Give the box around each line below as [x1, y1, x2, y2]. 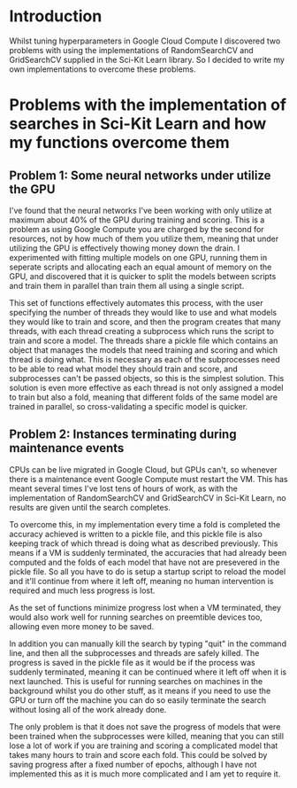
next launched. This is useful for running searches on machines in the [9, 675, 263, 686]
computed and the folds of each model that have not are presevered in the [9, 557, 280, 567]
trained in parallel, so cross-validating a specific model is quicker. [9, 401, 248, 411]
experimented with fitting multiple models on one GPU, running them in [9, 252, 268, 262]
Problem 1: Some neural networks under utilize [9, 168, 271, 183]
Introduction [9, 6, 103, 27]
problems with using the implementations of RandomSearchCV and [9, 44, 254, 55]
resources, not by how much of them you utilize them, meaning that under [9, 233, 279, 244]
